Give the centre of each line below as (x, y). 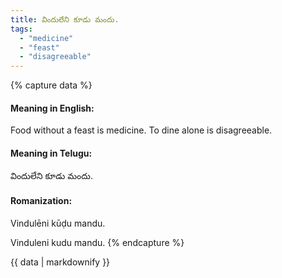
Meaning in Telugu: (51, 153)
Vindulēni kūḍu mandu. (58, 223)
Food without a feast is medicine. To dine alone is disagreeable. (141, 130)
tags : (21, 29)
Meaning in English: (52, 108)
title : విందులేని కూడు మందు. (65, 19)
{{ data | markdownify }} (60, 262)
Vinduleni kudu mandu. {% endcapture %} (97, 242)
